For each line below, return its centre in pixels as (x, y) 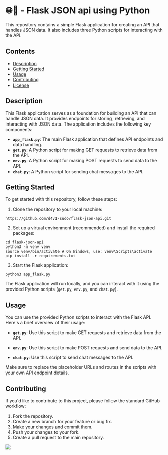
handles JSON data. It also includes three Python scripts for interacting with (84, 30)
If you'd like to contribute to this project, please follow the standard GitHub (83, 401)
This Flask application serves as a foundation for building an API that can (81, 113)
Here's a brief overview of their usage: (45, 323)
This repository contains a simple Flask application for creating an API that (82, 24)
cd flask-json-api (24, 242)
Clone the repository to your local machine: (57, 209)
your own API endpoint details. (37, 373)
